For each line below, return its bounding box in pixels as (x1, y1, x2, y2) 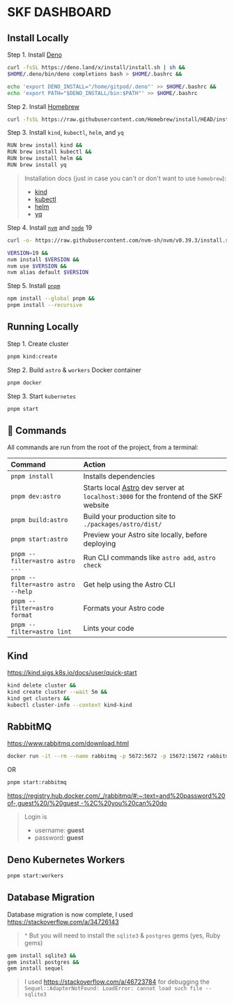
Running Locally (7, 321, 79, 333)
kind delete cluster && (7, 682, 77, 689)
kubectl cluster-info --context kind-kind (7, 701, 132, 708)
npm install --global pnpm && (7, 295, 95, 303)
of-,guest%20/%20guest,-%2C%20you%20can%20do (7, 799, 167, 808)
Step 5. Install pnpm (7, 282, 61, 290)
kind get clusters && (7, 694, 70, 702)
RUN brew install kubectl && (7, 148, 92, 156)
